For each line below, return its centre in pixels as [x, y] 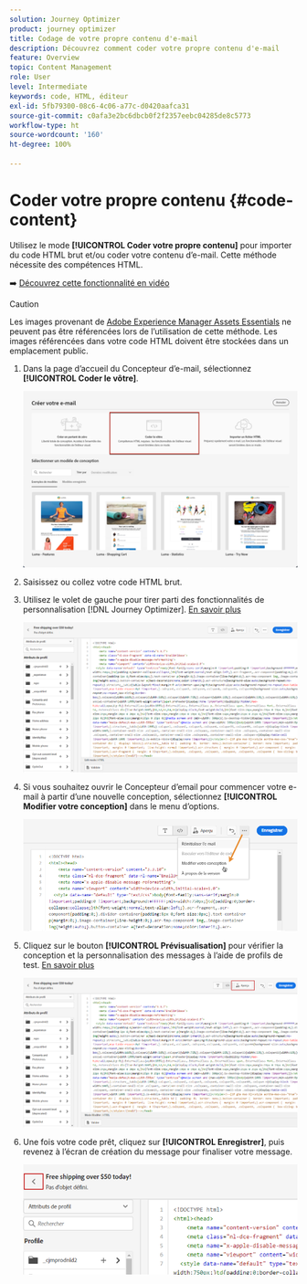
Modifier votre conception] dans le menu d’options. [121, 806]
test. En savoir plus [58, 964]
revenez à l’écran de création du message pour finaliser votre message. [158, 1152]
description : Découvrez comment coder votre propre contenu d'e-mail [145, 48]
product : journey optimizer [63, 29]
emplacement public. [49, 351]
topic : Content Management [61, 68]
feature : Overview [44, 58]
